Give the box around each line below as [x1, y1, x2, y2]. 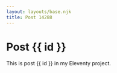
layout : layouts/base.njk [6, 8, 71, 15]
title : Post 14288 [6, 14, 52, 20]
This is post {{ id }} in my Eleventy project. [6, 60, 112, 67]
